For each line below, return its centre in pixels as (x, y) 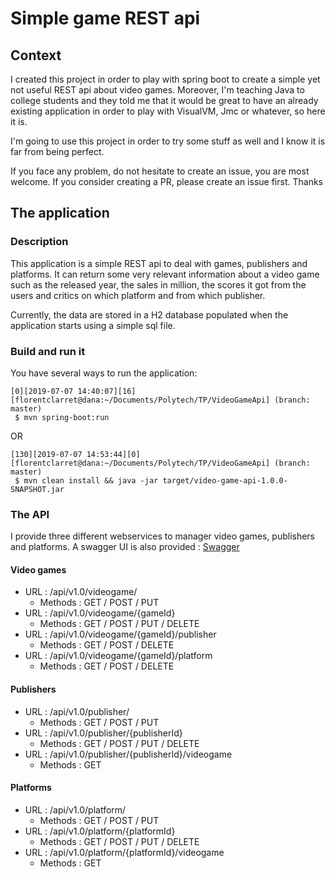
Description (39, 242)
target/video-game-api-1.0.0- (225, 480)
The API (30, 514)
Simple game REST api (105, 18)
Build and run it (48, 351)
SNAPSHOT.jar (37, 489)
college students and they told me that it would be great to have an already (164, 100)
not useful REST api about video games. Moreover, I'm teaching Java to (157, 90)
